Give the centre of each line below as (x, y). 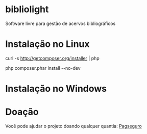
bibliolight (27, 9)
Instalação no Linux (48, 44)
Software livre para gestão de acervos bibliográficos (60, 23)
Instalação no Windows (56, 89)
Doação (22, 112)
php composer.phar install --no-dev (43, 68)
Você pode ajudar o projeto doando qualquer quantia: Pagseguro (73, 126)
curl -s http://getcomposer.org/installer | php (52, 58)
